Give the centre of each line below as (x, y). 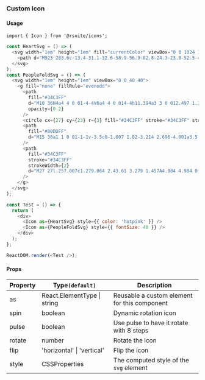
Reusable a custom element (153, 295)
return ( (23, 210)
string (50, 303)
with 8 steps (131, 330)
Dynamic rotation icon (145, 313)
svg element (130, 368)
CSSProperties (63, 364)
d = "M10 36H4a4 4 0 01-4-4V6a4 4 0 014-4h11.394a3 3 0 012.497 (109, 103)
